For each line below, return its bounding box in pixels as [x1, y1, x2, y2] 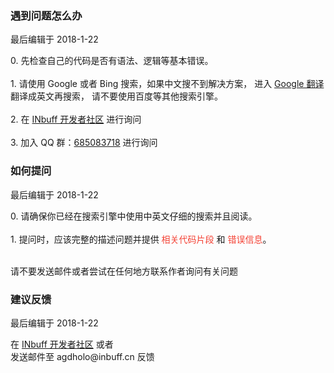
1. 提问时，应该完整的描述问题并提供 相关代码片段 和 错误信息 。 [10, 233, 272, 245]
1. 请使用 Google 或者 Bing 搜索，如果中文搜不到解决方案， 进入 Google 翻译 [10, 78, 325, 90]
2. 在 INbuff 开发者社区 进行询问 [10, 113, 142, 126]
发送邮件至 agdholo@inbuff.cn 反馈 [10, 350, 155, 362]
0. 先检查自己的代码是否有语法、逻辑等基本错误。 [10, 55, 214, 67]
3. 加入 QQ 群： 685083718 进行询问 [10, 137, 158, 149]
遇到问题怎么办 [10, 8, 83, 22]
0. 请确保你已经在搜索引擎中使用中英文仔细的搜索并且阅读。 [10, 210, 258, 222]
